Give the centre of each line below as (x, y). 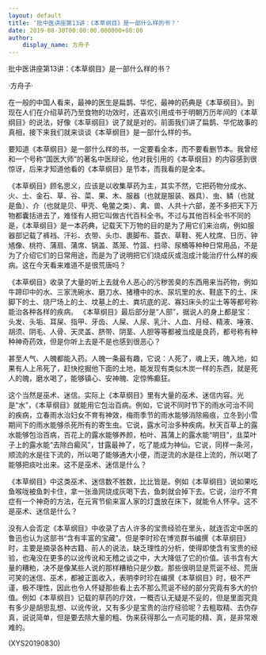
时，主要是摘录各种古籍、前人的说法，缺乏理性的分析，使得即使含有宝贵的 (129, 548)
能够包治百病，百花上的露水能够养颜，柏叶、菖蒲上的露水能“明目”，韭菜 (133, 435)
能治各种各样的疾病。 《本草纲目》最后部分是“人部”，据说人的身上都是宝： (130, 312)
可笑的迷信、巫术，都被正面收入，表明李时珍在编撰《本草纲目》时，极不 (126, 578)
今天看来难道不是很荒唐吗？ (81, 265)
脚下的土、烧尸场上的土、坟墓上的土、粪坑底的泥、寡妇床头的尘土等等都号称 (133, 302)
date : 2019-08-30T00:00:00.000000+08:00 (76, 30)
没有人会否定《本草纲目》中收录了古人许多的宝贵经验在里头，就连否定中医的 (133, 528)
